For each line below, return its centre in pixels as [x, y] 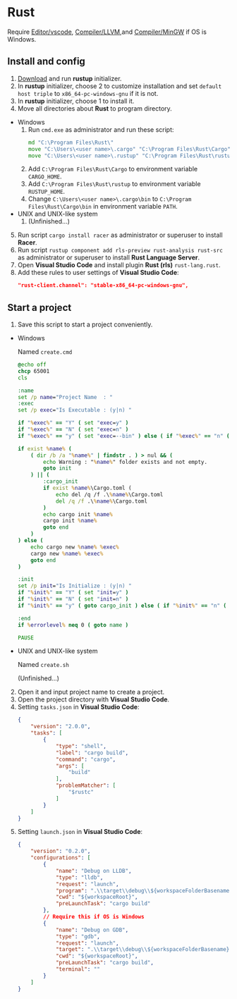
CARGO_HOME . [45, 176]
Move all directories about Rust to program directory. [95, 108]
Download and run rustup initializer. [69, 78]
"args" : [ [70, 766]
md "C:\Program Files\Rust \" [71, 142]
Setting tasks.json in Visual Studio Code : [78, 707]
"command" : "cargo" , [86, 759]
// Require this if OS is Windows [94, 917]
